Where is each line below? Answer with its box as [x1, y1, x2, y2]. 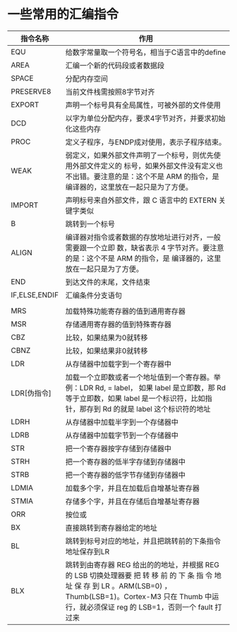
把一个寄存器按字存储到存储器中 [65, 443, 171, 453]
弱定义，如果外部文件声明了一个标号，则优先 [65, 150, 214, 160]
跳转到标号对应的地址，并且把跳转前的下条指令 [65, 536, 221, 546]
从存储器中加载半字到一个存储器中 [65, 417, 178, 427]
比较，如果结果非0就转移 [65, 346, 148, 356]
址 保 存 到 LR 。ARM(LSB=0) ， [65, 581, 171, 590]
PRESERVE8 [11, 86, 51, 96]
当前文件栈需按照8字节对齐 [65, 87, 155, 97]
